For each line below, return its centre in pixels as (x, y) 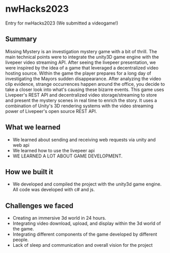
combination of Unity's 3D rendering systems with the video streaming (79, 106)
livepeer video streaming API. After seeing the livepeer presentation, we (81, 62)
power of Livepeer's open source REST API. (51, 111)
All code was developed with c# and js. (54, 190)
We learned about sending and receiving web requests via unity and (84, 140)
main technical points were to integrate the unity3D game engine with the (82, 57)
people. (21, 240)
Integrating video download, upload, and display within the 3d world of (87, 223)
